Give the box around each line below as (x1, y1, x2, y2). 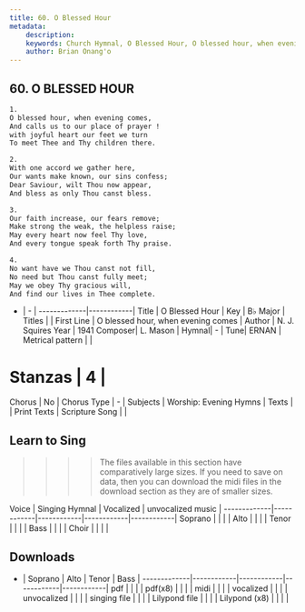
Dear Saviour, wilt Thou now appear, (9, 180, 152, 189)
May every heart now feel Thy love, (9, 231, 148, 240)
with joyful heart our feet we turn (9, 130, 148, 139)
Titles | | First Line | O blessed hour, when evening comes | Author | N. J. (22, 316, 295, 326)
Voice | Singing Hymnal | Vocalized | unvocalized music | (9, 504, 222, 515)
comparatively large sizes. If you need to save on (99, 467, 283, 477)
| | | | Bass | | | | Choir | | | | (9, 523, 109, 534)
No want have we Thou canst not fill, (9, 264, 156, 273)
